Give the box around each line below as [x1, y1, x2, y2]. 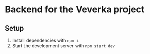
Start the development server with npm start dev [12, 43, 115, 49]
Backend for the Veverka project [5, 4, 145, 15]
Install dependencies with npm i [12, 37, 79, 43]
